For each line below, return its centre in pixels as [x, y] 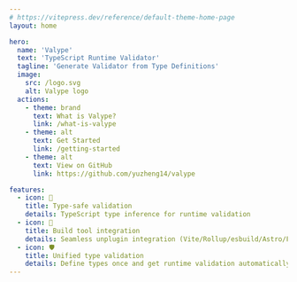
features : [27, 190]
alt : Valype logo [57, 91]
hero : [19, 42]
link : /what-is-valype [74, 124]
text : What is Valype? [74, 116]
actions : [33, 99]
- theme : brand [53, 107]
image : [29, 75]
